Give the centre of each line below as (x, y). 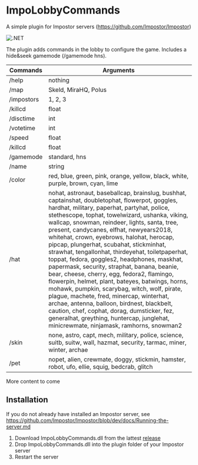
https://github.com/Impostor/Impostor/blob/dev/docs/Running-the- (88, 420)
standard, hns (67, 157)
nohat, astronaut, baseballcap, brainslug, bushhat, (117, 193)
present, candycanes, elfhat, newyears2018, (110, 229)
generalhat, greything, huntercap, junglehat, (109, 318)
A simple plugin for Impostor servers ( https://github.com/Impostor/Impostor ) (99, 27)
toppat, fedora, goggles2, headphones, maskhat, (115, 259)
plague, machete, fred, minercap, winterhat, (108, 296)
